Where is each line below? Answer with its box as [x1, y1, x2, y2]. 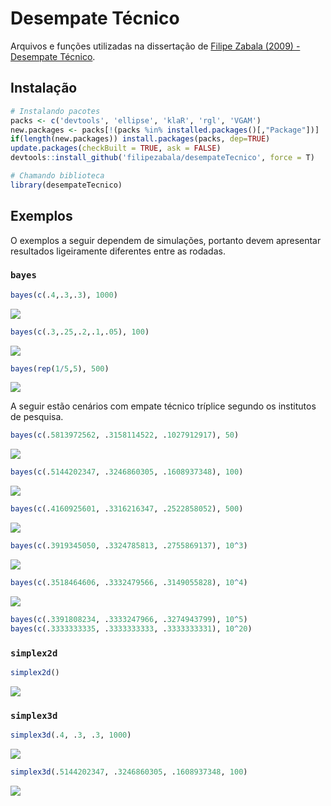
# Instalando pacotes [10, 106, 101, 116]
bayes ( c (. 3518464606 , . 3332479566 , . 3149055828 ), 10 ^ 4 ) [10, 577, 248, 587]
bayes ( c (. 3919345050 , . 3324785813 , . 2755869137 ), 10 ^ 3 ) [10, 541, 248, 551]
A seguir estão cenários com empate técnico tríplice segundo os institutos [10, 400, 317, 412]
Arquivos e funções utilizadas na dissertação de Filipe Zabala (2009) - [10, 40, 301, 52]
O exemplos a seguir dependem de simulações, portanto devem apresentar [10, 234, 322, 246]
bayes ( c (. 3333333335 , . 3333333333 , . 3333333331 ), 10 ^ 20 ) [10, 623, 253, 634]
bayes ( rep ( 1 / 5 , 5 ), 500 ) [10, 363, 110, 374]
